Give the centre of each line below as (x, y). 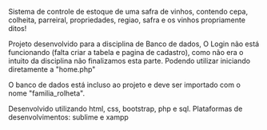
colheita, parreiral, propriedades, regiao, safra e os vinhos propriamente (127, 20)
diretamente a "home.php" (52, 69)
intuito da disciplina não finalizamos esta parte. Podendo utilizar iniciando (129, 61)
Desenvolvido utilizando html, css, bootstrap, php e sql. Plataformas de (126, 108)
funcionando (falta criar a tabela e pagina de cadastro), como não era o (126, 52)
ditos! (18, 28)
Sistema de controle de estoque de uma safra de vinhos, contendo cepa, (128, 12)
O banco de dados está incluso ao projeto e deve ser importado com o (125, 85)
